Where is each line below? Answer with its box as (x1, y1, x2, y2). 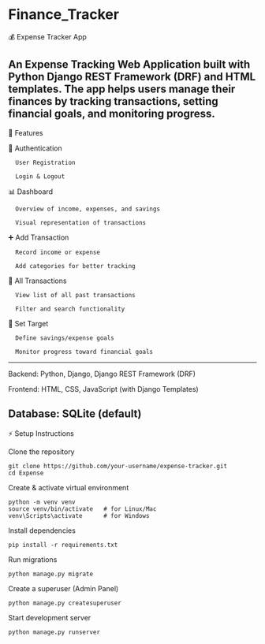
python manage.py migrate (8, 570, 93, 578)
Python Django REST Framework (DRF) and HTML (8, 70, 256, 84)
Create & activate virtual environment (8, 482, 129, 492)
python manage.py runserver (8, 628, 101, 636)
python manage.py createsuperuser (8, 599, 122, 607)
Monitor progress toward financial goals (15, 348, 154, 356)
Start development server (8, 612, 91, 622)
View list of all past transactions (15, 291, 136, 299)
